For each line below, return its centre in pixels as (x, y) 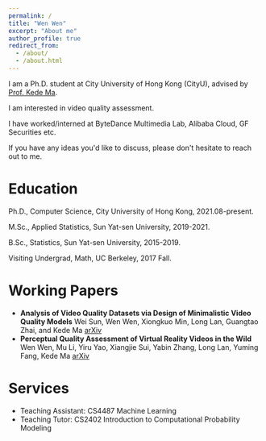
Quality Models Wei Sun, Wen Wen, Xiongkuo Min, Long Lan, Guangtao (139, 321)
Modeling (36, 427)
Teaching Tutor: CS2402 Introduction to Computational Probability (130, 419)
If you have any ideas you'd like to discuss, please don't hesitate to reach (130, 148)
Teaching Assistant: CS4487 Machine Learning (98, 410)
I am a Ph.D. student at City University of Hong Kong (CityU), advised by (128, 83)
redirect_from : (34, 46)
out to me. (25, 156)
